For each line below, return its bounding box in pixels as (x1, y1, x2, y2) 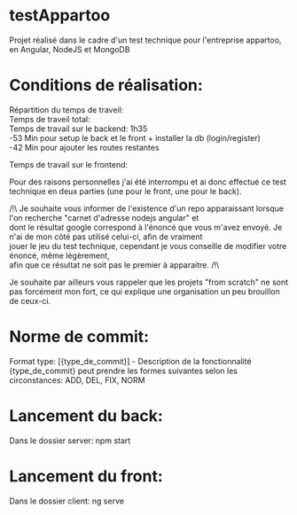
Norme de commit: (9, 327, 149, 347)
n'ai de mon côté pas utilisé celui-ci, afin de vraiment (9, 231, 203, 242)
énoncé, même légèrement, (9, 250, 110, 261)
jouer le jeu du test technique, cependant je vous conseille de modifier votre (9, 240, 287, 251)
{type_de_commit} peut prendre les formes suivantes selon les (9, 365, 238, 376)
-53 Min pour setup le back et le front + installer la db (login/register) (9, 132, 262, 143)
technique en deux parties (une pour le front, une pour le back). (9, 185, 242, 196)
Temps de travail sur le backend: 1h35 (9, 123, 148, 134)
